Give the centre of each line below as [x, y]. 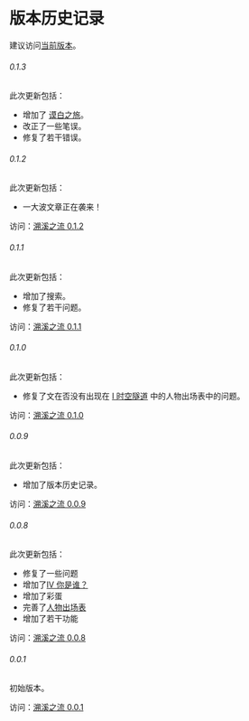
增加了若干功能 [50, 619]
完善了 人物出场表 [54, 607]
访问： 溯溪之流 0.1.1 [46, 326]
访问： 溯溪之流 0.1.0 [46, 415]
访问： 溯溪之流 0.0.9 [48, 503]
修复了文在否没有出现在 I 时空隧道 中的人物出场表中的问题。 [134, 396]
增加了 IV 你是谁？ [55, 585]
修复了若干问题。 [54, 307]
